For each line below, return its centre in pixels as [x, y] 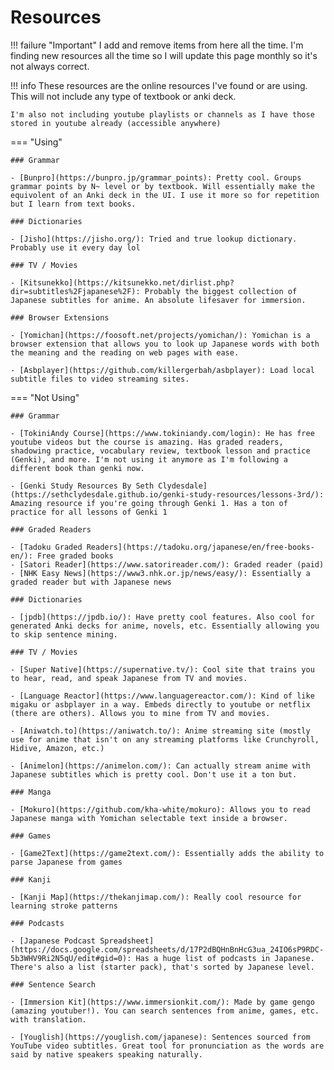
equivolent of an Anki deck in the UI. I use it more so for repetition [165, 195]
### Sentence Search [53, 984]
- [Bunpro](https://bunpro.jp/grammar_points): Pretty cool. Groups [156, 177]
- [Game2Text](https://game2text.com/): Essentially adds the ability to [167, 853]
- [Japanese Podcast [53, 941]
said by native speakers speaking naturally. [106, 1054]
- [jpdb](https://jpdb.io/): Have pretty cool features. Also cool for [162, 617]
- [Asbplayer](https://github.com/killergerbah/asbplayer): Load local [162, 370]
